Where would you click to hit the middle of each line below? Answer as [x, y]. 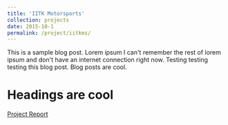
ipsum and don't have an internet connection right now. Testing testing [108, 60]
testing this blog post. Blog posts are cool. [67, 67]
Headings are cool [60, 95]
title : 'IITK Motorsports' [46, 13]
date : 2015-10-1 [30, 26]
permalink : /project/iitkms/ [49, 33]
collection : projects [38, 20]
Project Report [28, 114]
